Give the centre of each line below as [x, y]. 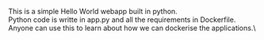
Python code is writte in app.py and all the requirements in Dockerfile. [122, 20]
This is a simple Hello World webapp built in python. [93, 11]
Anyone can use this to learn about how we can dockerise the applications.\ [132, 28]
